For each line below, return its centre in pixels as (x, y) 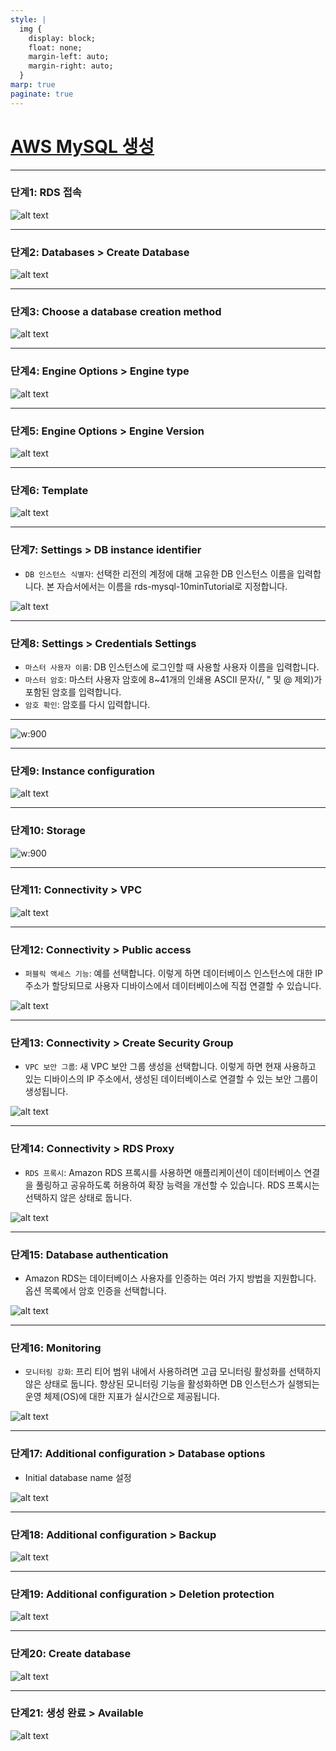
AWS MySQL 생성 (82, 146)
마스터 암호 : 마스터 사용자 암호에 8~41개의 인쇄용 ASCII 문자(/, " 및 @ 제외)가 (173, 679)
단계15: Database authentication (89, 1254)
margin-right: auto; (71, 66)
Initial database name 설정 (78, 1477)
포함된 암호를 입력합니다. (73, 692)
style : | (28, 19)
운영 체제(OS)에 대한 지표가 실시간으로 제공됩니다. (122, 1397)
